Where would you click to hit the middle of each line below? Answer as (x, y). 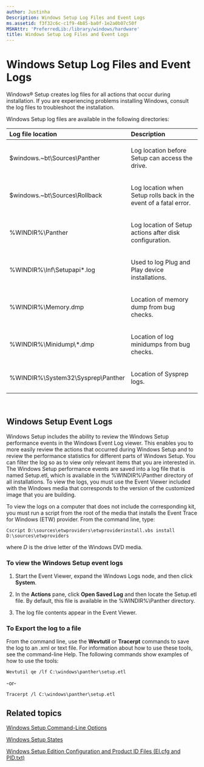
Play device (147, 270)
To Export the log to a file (44, 628)
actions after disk (155, 233)
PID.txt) (16, 758)
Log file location (33, 134)
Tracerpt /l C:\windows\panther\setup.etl (61, 695)
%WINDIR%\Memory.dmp (47, 307)
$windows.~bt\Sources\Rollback (56, 195)
